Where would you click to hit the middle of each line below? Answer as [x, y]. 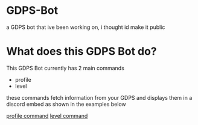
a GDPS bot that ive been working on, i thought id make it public [86, 27]
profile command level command [47, 115]
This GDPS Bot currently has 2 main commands [65, 68]
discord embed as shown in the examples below [66, 104]
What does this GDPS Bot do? [81, 51]
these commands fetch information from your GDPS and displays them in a [99, 97]
